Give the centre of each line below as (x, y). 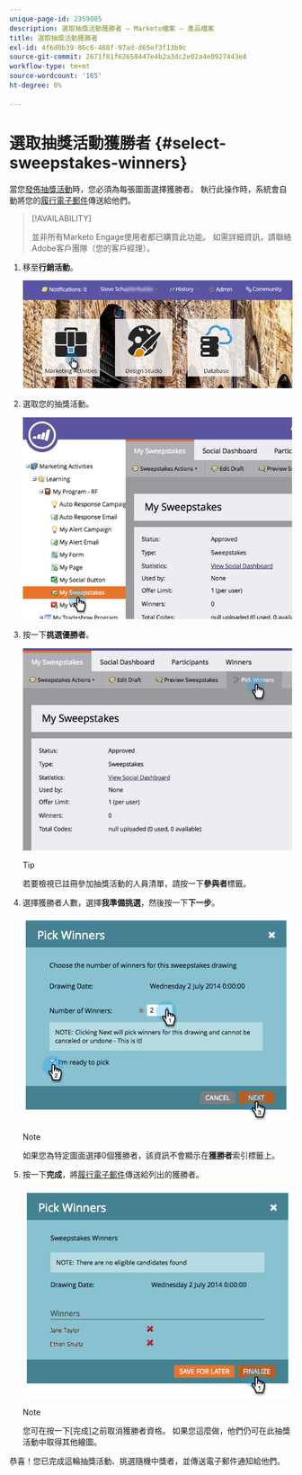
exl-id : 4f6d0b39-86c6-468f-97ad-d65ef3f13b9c (98, 48)
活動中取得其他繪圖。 (62, 1442)
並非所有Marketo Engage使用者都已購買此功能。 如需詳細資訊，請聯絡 (161, 236)
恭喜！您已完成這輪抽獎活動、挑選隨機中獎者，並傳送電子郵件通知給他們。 (147, 1461)
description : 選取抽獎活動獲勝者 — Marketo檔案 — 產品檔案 (112, 28)
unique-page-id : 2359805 (56, 19)
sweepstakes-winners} (98, 163)
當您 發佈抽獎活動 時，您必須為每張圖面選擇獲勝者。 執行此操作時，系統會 (144, 189)
